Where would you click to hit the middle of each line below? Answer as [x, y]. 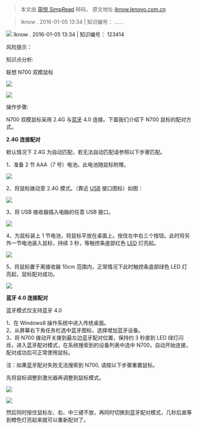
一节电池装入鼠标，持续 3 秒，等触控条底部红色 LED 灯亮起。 [85, 243]
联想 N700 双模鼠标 [30, 72]
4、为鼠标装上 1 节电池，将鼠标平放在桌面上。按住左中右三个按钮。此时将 [95, 236]
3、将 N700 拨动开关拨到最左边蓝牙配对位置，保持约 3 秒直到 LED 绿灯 [92, 338]
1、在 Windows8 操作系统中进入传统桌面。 [58, 323]
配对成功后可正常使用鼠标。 [40, 352]
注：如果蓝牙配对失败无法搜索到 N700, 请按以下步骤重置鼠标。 [82, 365]
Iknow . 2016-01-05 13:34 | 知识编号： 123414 [69, 34]
